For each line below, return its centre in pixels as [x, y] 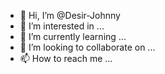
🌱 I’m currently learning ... [73, 36]
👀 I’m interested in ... [62, 26]
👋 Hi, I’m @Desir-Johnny [70, 15]
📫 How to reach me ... [66, 58]
